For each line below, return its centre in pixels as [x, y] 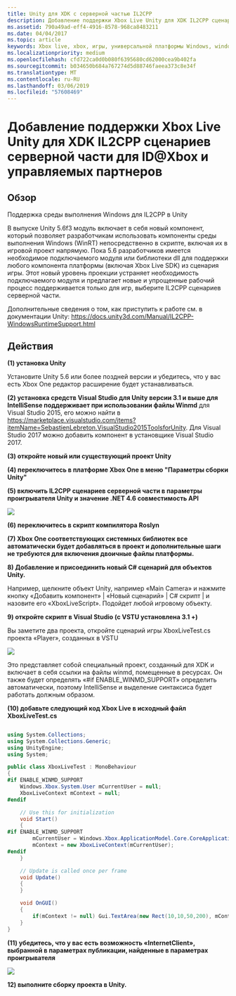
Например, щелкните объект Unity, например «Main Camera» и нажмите [117, 588]
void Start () [39, 819]
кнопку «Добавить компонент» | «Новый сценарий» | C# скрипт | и [109, 595]
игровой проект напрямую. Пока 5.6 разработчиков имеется [99, 251]
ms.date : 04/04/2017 [38, 33]
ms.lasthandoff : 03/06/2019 [48, 86]
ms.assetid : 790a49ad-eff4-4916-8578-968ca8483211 [83, 27]
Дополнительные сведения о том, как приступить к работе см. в [105, 309]
